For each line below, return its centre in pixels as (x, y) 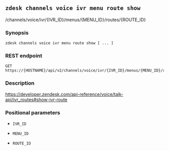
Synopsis (17, 33)
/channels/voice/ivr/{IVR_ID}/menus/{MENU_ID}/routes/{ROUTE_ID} (75, 20)
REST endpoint (24, 56)
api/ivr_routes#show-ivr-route (36, 99)
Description (20, 83)
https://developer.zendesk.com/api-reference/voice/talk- (64, 94)
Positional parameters (33, 112)
